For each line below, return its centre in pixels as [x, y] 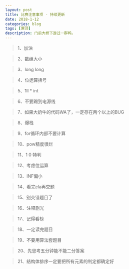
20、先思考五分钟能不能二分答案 [51, 251]
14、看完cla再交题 [36, 187]
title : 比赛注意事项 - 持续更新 [35, 15]
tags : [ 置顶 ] [18, 29]
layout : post [19, 10]
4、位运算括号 [32, 80]
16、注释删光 [31, 208]
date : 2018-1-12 [22, 19]
